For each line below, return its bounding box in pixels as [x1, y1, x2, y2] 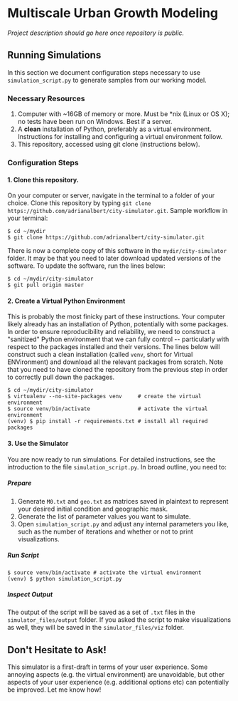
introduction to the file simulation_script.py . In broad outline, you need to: [7, 462, 227, 471]
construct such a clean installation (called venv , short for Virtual [7, 350, 193, 359]
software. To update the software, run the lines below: [7, 261, 166, 270]
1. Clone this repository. [7, 175, 80, 184]
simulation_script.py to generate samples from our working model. [7, 76, 207, 84]
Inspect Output [7, 590, 53, 599]
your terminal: [7, 214, 48, 222]
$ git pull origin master [7, 281, 84, 289]
